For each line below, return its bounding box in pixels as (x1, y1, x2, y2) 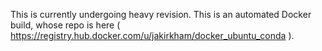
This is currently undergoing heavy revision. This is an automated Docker (10, 9, 312, 20)
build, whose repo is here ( (10, 19, 121, 31)
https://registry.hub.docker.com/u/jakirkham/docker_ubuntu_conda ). (10, 30, 295, 41)
